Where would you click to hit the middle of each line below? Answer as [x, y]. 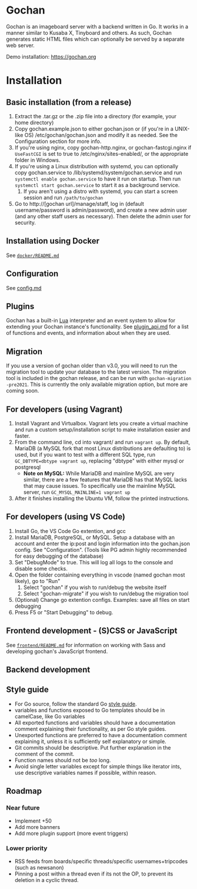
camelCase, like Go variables [50, 716]
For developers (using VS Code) [66, 517]
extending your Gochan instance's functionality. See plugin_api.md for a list [98, 327]
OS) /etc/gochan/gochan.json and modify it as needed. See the [101, 135]
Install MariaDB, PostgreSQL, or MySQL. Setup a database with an [95, 537]
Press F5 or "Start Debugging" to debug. [64, 612]
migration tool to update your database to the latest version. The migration [96, 372]
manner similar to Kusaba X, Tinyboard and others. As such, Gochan [89, 32]
